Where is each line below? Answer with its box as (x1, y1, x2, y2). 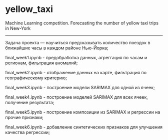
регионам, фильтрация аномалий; (5, 60, 78, 66)
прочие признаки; (5, 114, 43, 120)
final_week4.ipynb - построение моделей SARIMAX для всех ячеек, (5, 94, 148, 100)
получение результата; (5, 99, 54, 105)
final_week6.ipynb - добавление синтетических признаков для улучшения (5, 124, 162, 130)
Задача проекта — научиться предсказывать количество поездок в (5, 39, 150, 45)
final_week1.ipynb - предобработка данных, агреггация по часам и (5, 54, 147, 60)
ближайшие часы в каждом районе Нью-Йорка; (5, 45, 108, 51)
